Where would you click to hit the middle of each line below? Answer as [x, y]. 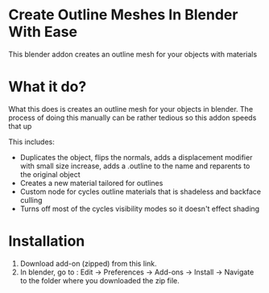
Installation [47, 241]
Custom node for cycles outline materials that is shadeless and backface [141, 192]
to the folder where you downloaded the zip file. [99, 280]
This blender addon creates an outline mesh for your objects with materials [133, 54]
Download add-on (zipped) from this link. [88, 263]
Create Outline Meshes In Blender [123, 15]
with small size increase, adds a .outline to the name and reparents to [135, 166]
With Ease [43, 32]
